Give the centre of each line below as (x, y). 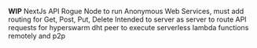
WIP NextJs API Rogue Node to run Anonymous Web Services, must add (126, 11)
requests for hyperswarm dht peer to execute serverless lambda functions (128, 27)
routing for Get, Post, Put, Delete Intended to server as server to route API (127, 19)
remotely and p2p (37, 36)
